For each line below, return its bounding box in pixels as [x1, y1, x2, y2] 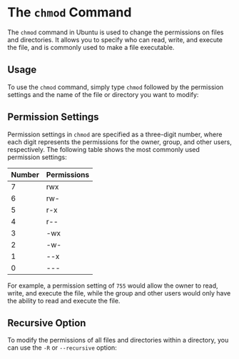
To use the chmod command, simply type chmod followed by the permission [7, 83, 224, 91]
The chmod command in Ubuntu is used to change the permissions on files [7, 28, 224, 36]
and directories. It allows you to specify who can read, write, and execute [7, 35, 223, 44]
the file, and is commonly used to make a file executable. [7, 43, 175, 51]
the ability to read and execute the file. [7, 296, 121, 305]
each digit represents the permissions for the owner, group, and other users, [7, 137, 232, 146]
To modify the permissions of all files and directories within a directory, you [7, 336, 229, 345]
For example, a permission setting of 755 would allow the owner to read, [7, 281, 219, 290]
